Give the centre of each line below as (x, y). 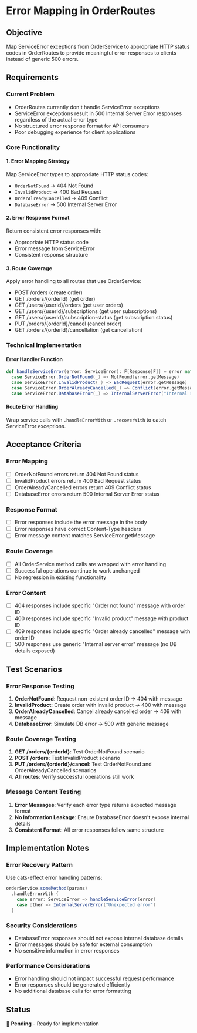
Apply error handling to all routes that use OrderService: (74, 281)
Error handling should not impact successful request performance (94, 978)
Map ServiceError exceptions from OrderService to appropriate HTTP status (98, 46)
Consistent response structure (51, 255)
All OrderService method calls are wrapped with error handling (90, 564)
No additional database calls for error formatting (73, 991)
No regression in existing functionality (60, 577)
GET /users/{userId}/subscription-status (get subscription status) (94, 318)
